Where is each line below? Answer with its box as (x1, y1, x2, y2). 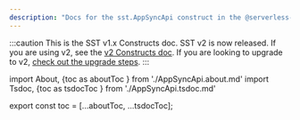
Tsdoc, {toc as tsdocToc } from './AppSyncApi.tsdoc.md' (9, 83, 216, 93)
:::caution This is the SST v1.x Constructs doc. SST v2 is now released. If (9, 37, 277, 48)
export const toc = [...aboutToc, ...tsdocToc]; (9, 100, 174, 111)
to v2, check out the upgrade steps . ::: (9, 56, 150, 67)
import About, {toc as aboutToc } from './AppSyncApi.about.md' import (9, 73, 270, 84)
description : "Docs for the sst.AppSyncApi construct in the (9, 12, 242, 22)
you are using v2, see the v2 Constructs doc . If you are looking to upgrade (9, 46, 283, 58)
